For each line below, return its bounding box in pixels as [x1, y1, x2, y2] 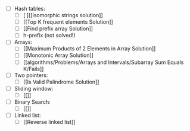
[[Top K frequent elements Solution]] [23, 18, 114, 25]
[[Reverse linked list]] [23, 119, 76, 125]
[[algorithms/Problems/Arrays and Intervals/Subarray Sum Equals [23, 59, 184, 66]
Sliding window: [14, 85, 54, 92]
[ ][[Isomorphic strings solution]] [23, 12, 104, 19]
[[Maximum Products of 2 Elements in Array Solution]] [23, 45, 156, 52]
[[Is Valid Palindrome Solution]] [23, 78, 99, 85]
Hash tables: [14, 5, 45, 12]
